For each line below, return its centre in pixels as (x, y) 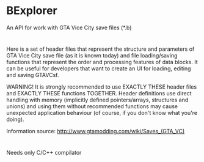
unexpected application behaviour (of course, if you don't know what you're (102, 113)
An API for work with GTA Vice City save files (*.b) (69, 28)
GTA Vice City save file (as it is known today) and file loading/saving (92, 56)
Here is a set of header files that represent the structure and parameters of (100, 49)
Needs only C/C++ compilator (44, 153)
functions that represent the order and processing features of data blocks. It (102, 62)
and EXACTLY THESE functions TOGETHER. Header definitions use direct (99, 94)
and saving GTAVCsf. (33, 75)
